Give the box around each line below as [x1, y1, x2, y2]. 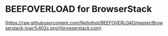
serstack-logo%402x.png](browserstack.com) [5, 25, 102, 31]
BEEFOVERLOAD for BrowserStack [5, 3, 152, 15]
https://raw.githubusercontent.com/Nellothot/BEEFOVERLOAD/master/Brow [7, 20, 163, 26]
